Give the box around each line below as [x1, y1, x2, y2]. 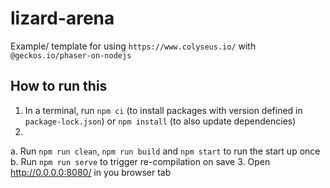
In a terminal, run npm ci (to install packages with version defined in [24, 104, 303, 116]
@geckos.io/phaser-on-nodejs [10, 50, 132, 61]
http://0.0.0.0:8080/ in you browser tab [10, 166, 172, 178]
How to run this [10, 78, 108, 95]
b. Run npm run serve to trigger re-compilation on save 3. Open [10, 155, 271, 167]
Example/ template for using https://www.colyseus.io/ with [10, 40, 257, 52]
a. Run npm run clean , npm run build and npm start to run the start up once [10, 145, 321, 157]
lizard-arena [10, 7, 115, 30]
